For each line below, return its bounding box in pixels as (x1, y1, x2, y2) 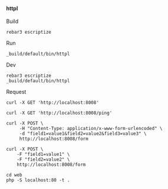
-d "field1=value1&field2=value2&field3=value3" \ (19, 131, 147, 137)
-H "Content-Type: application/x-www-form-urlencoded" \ (19, 126, 163, 132)
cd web (6, 172, 22, 178)
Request (6, 89, 27, 96)
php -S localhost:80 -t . (6, 177, 70, 183)
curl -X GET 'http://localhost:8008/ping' (6, 110, 112, 116)
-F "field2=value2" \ (17, 157, 70, 162)
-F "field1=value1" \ (17, 151, 70, 158)
